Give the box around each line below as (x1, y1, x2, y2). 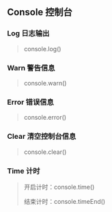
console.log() (23, 44, 61, 53)
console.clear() (23, 148, 67, 156)
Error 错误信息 (7, 97, 54, 107)
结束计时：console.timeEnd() (23, 197, 106, 205)
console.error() (23, 114, 67, 122)
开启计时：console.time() (23, 183, 95, 191)
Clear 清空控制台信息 (7, 132, 76, 142)
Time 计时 (7, 166, 40, 176)
